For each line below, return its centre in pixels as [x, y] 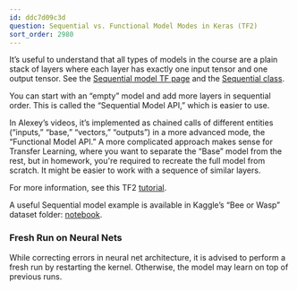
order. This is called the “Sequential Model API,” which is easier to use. [140, 106]
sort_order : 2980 [42, 34]
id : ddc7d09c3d [38, 17]
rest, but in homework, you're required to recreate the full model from [137, 161]
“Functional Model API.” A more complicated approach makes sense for [141, 142]
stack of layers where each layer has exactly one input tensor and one [139, 69]
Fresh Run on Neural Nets [66, 238]
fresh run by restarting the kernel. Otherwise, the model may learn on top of [149, 267]
